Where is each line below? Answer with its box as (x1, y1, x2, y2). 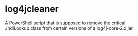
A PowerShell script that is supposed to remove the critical (5, 20, 126, 26)
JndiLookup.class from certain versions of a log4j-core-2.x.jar (5, 25, 133, 31)
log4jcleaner (5, 3, 59, 15)
